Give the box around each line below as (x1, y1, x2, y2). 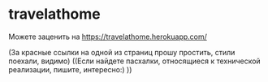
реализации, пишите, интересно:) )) (8, 64, 132, 74)
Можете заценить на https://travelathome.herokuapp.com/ (8, 32, 207, 41)
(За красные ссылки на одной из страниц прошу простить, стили (8, 47, 236, 57)
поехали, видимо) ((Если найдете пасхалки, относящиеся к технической (8, 56, 262, 66)
